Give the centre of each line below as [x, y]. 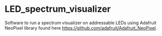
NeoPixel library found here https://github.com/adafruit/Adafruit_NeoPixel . [81, 28]
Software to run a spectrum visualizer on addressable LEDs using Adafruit [81, 23]
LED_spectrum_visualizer [58, 9]
